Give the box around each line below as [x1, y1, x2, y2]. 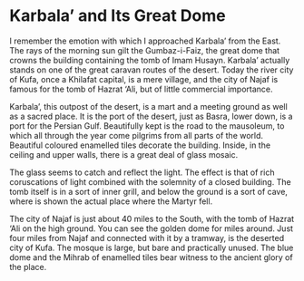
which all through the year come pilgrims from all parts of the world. [9, 130, 264, 140]
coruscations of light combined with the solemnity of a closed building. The [9, 176, 292, 187]
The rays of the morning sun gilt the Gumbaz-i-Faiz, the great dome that [9, 44, 279, 55]
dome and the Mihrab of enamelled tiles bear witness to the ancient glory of [9, 251, 293, 263]
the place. [9, 261, 47, 272]
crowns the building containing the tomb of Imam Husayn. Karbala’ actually [9, 54, 290, 65]
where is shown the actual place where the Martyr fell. [9, 196, 213, 207]
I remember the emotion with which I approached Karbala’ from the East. [9, 35, 281, 46]
